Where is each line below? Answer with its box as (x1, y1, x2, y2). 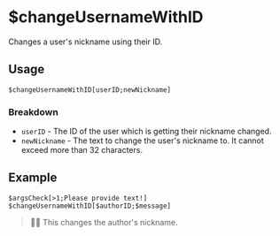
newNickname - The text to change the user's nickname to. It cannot (20, 135, 265, 146)
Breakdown (8, 105, 58, 118)
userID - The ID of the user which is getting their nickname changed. (20, 126, 272, 137)
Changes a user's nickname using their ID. (8, 36, 163, 47)
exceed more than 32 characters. (20, 145, 144, 156)
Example (8, 171, 58, 186)
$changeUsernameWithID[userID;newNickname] (8, 85, 172, 95)
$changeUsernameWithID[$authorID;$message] (8, 202, 172, 210)
